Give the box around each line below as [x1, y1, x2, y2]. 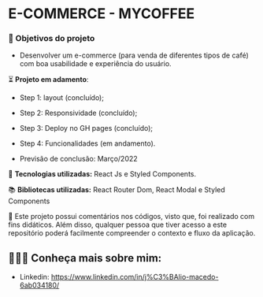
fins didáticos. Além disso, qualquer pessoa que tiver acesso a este [8, 220, 227, 229]
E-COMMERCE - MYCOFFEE [8, 5, 195, 23]
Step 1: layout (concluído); [19, 93, 105, 102]
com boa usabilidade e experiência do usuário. [19, 59, 172, 69]
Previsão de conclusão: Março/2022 [19, 154, 138, 164]
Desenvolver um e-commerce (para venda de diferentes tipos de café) [19, 50, 250, 60]
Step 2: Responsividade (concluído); [19, 108, 138, 118]
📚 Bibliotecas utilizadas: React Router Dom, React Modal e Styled [8, 185, 226, 195]
